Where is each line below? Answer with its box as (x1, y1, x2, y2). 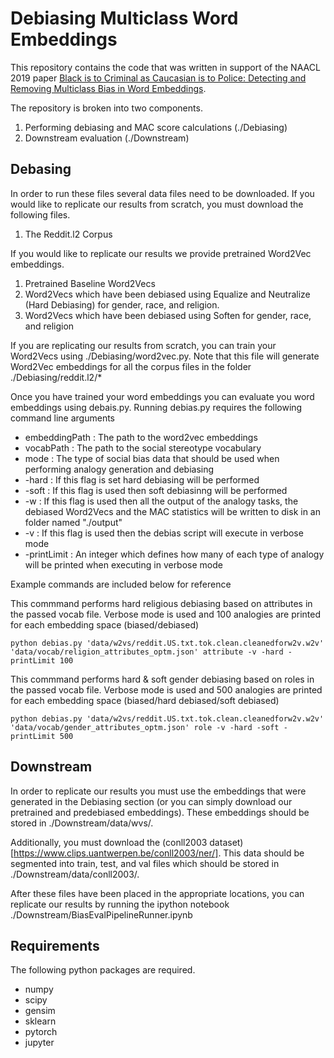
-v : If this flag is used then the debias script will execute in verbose (24, 527, 304, 539)
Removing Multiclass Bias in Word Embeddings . (10, 82, 207, 94)
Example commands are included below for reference (10, 578, 232, 590)
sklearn (24, 1015, 57, 1027)
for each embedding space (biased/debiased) (10, 618, 200, 631)
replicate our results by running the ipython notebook (10, 898, 230, 910)
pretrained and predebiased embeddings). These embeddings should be (10, 806, 310, 818)
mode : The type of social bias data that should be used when (24, 452, 280, 464)
